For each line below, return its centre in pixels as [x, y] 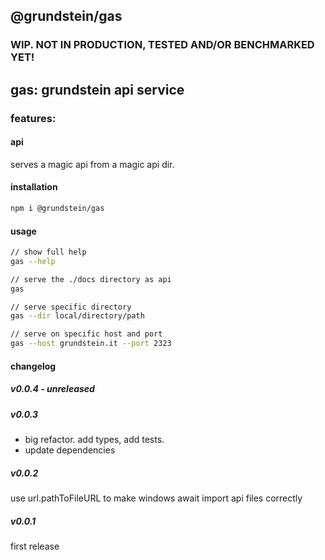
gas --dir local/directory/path [77, 316]
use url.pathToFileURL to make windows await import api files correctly [156, 498]
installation [34, 187]
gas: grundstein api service [97, 89]
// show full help [48, 252]
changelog [33, 366]
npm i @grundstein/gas [57, 209]
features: [33, 118]
